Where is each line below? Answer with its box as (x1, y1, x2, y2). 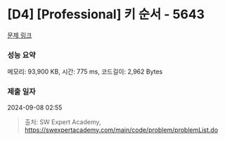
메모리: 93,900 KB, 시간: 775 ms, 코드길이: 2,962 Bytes (7, 67, 163, 76)
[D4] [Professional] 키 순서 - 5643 (7, 6, 205, 22)
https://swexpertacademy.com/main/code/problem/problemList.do (24, 126, 219, 134)
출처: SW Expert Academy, (24, 117, 101, 126)
